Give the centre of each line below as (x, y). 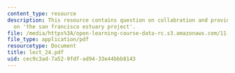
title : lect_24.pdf (36, 53)
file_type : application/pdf (48, 40)
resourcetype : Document (42, 46)
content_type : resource (42, 14)
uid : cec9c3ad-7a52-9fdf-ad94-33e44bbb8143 (72, 59)
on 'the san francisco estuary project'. (75, 26)
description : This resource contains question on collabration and (108, 20)
